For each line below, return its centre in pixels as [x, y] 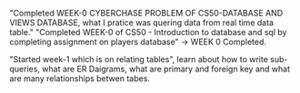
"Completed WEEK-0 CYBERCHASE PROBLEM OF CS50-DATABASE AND [146, 13]
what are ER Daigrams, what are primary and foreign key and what [166, 69]
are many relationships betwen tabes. [80, 79]
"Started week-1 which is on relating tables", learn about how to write [139, 59]
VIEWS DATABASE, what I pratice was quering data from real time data [142, 23]
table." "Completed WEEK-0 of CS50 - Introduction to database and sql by [148, 32]
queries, [25, 69]
